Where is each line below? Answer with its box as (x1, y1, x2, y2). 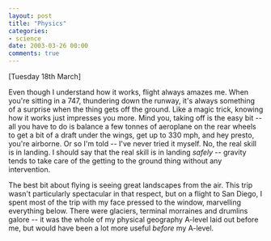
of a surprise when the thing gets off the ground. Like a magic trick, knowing (8, 104, 264, 114)
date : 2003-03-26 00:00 (8, 42, 89, 50)
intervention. (8, 165, 51, 174)
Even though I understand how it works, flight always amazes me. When (8, 87, 249, 97)
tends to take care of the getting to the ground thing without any (8, 156, 222, 166)
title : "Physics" (8, 19, 67, 27)
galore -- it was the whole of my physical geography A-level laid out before (8, 215, 259, 224)
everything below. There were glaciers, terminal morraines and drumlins (8, 206, 248, 215)
